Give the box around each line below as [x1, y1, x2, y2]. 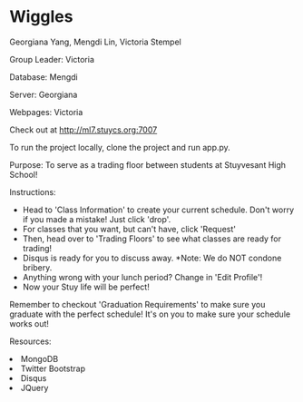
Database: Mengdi [9, 71, 79, 83]
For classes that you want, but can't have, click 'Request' [22, 223, 236, 234]
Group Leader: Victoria [9, 54, 95, 64]
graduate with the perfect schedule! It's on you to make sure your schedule [9, 309, 291, 319]
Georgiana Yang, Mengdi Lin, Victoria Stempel [9, 36, 181, 47]
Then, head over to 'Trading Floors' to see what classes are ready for [22, 233, 282, 244]
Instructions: [9, 186, 56, 197]
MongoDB [21, 353, 59, 364]
